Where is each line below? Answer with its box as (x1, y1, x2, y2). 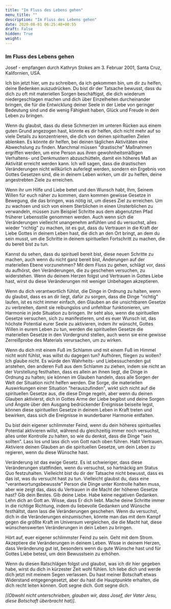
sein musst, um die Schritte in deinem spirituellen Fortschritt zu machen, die (5, 236, 165, 242)
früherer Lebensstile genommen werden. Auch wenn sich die (5, 214, 134, 220)
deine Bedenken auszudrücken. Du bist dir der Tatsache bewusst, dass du (5, 85, 162, 92)
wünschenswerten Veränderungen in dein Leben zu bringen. (5, 525, 133, 531)
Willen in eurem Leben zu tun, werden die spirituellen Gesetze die (5, 326, 144, 333)
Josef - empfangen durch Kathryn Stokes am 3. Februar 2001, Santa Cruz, (5, 64, 162, 71)
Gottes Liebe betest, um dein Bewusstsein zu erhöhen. (5, 551, 120, 557)
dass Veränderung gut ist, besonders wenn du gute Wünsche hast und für (5, 546, 161, 552)
